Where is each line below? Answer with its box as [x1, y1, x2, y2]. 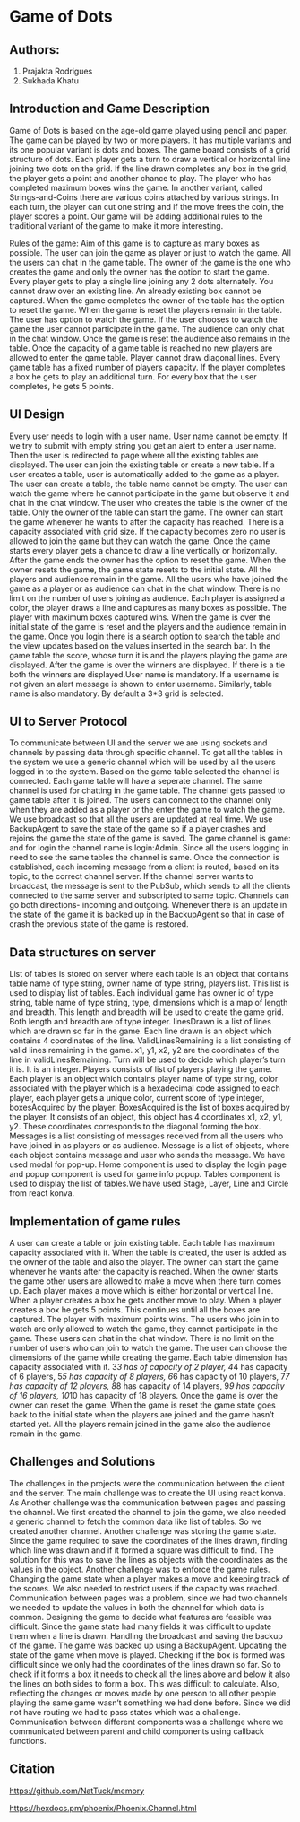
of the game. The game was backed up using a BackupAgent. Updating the [9, 1640, 287, 1651]
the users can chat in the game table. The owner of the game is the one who [9, 257, 291, 267]
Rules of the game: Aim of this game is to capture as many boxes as [9, 238, 260, 248]
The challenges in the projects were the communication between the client [9, 1478, 285, 1488]
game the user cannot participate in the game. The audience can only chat [9, 323, 285, 334]
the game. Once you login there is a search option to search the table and [9, 631, 280, 641]
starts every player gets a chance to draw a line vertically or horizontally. [9, 545, 278, 555]
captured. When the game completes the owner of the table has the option [9, 294, 285, 306]
